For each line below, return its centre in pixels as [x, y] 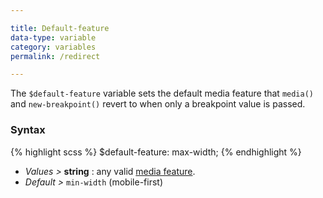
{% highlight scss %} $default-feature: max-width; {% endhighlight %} [156, 152]
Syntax [28, 130]
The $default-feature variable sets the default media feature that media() [162, 93]
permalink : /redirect [55, 56]
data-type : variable [53, 37]
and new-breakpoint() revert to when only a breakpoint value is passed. [158, 104]
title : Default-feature [60, 28]
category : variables [53, 47]
